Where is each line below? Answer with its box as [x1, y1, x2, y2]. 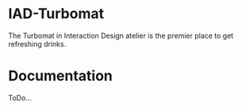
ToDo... [8, 92, 32, 103]
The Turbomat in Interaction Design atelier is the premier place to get [8, 31, 234, 40]
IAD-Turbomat [8, 5, 105, 23]
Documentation [8, 67, 113, 85]
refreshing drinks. [8, 39, 67, 48]
